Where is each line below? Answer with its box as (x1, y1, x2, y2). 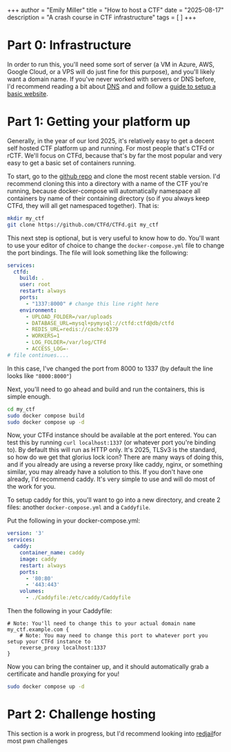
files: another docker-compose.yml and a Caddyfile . (7, 503, 150, 511)
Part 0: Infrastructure (7, 37, 132, 53)
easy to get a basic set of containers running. (7, 158, 137, 167)
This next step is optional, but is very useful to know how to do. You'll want (7, 234, 220, 242)
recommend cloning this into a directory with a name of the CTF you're (7, 179, 208, 187)
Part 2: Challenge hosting (7, 706, 157, 722)
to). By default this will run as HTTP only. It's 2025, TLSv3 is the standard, (7, 446, 217, 454)
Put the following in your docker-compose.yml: (7, 516, 140, 525)
